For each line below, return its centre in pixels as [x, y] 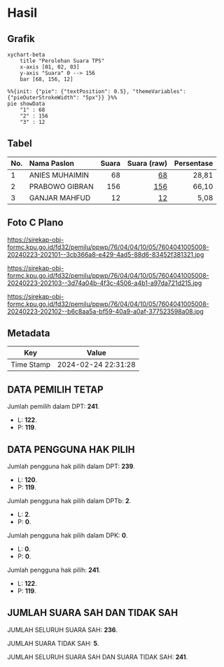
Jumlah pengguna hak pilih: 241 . [54, 570]
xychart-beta [26, 55]
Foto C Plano [35, 223]
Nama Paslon [52, 163]
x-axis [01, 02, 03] [50, 67]
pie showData [26, 104]
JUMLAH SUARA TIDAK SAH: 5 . [53, 643]
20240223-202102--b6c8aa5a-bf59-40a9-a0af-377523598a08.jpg [106, 311]
